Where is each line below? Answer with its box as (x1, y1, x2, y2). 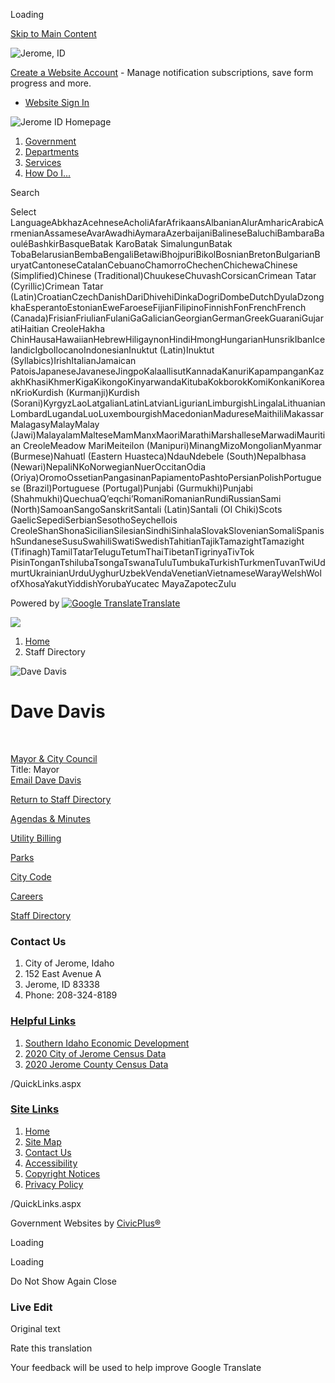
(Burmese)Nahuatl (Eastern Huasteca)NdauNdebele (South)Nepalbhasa (10, 450, 307, 462)
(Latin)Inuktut (159, 344, 215, 356)
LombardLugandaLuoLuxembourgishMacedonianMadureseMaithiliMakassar (10, 408, 324, 419)
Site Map (24, 1135, 62, 1148)
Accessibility (24, 1157, 78, 1169)
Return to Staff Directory (10, 793, 112, 805)
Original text (10, 1323, 61, 1335)
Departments (24, 146, 80, 158)
